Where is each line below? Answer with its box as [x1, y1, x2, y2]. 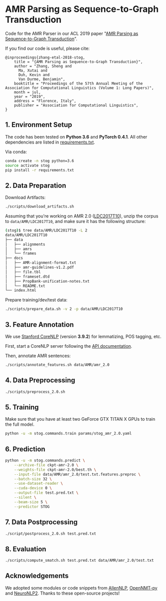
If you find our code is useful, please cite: [5, 45, 90, 51]
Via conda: [5, 149, 27, 154]
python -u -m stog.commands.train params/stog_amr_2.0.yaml [5, 431, 132, 436]
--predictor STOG [14, 504, 50, 509]
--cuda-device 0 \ [14, 486, 52, 491]
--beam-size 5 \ [14, 499, 48, 505]
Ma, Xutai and [18, 68, 48, 73]
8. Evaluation [5, 545, 47, 553]
